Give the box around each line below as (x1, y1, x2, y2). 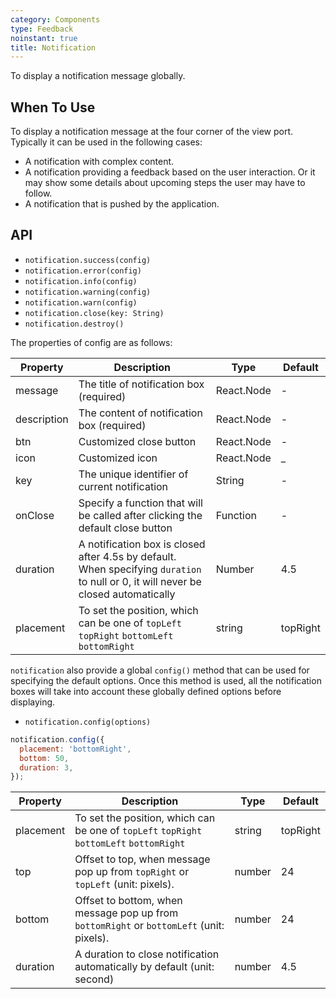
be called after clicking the (78, 508, 203, 522)
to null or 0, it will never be (78, 574, 202, 588)
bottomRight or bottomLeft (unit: (74, 919, 225, 933)
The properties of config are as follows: (10, 336, 173, 348)
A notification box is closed (78, 537, 206, 551)
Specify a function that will (78, 496, 203, 510)
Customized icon (78, 451, 158, 465)
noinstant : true (10, 33, 78, 43)
